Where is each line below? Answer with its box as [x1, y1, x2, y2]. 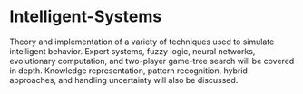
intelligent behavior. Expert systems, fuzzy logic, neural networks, [9, 45, 256, 56]
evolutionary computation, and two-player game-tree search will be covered [9, 55, 295, 66]
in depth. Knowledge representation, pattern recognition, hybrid [9, 65, 248, 76]
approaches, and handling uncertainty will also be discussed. [9, 74, 239, 85]
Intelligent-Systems [9, 6, 162, 27]
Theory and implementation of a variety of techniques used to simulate [9, 36, 275, 47]
